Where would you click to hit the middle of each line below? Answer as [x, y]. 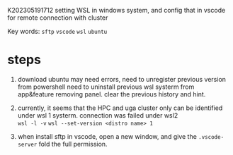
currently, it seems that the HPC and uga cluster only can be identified [120, 108]
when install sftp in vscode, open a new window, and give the [107, 136]
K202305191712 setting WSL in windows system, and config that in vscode [116, 10]
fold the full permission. [73, 144]
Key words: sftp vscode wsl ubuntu [57, 31]
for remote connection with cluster [58, 18]
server [27, 144]
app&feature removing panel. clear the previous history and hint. [112, 94]
